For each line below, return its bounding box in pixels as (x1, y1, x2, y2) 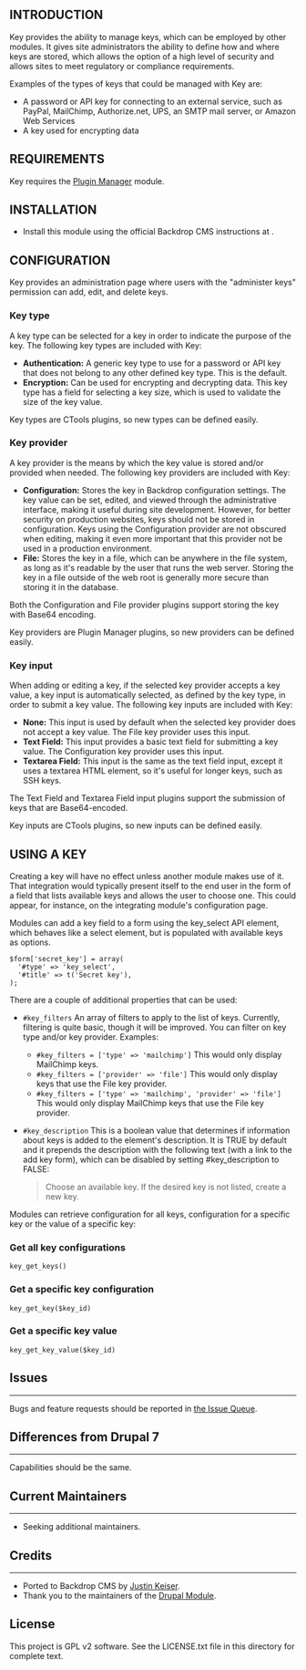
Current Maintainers (9, 1488, 127, 1504)
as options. (9, 937, 52, 948)
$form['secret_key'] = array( (9, 954, 125, 963)
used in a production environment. (22, 543, 152, 554)
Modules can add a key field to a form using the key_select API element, (9, 917, 280, 928)
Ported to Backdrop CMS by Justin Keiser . (22, 1581, 180, 1592)
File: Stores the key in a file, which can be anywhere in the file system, (22, 552, 288, 564)
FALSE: (22, 1163, 50, 1175)
